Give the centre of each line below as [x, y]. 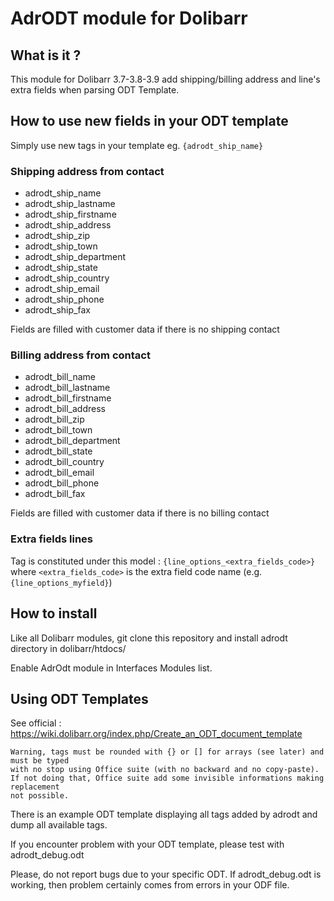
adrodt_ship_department [75, 257]
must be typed [40, 761]
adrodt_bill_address [65, 409]
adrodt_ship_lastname [70, 204]
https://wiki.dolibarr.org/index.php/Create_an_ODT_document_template [156, 734]
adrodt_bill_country [64, 462]
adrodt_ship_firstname [70, 214]
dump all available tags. [59, 825]
